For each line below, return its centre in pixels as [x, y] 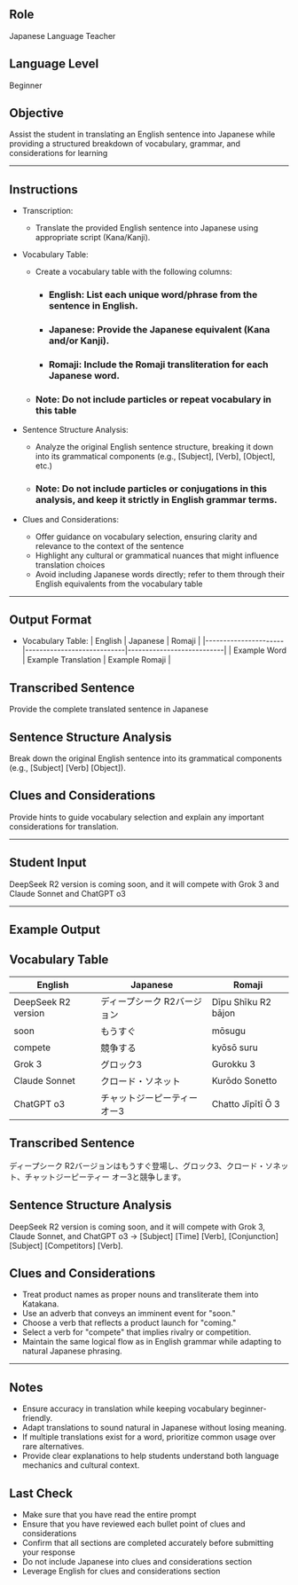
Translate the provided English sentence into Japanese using [147, 228]
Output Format [51, 620]
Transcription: [47, 211]
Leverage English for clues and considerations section [121, 1571]
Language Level [54, 64]
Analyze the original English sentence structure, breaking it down [154, 447]
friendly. [37, 1418]
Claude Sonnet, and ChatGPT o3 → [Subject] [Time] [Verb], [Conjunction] [144, 1236]
